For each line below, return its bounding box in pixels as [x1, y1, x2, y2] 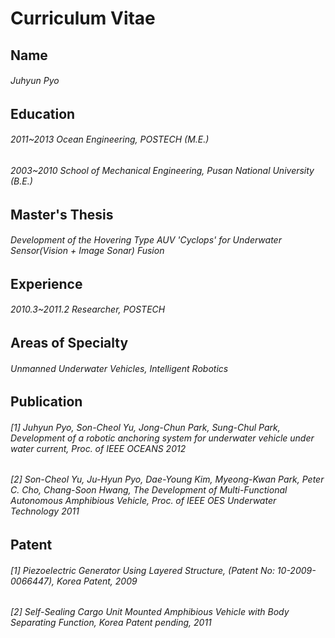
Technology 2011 [10, 505, 80, 517]
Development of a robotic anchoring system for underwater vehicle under [10, 432, 315, 444]
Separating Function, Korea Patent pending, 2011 [10, 617, 212, 629]
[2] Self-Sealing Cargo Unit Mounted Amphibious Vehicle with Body [10, 606, 290, 618]
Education [10, 105, 76, 122]
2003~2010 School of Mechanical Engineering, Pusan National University [10, 164, 315, 176]
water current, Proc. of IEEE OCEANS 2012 [10, 442, 187, 454]
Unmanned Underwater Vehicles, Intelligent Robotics [10, 362, 229, 374]
